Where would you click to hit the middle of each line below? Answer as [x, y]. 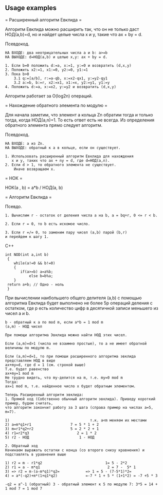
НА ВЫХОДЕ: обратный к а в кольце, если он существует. [63, 148]
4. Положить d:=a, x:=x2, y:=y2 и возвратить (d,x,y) [61, 87]
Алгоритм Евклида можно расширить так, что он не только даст [72, 29]
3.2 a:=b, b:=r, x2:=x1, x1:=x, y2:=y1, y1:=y [62, 82]
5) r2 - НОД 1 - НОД [50, 437]
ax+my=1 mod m [19, 373]
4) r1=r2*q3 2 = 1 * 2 [51, 433]
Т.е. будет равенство [27, 369]
